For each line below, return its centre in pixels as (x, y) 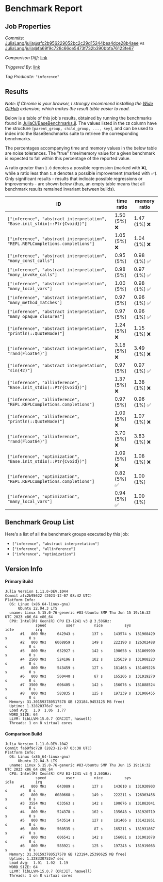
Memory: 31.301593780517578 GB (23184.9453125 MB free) (67, 702)
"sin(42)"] (20, 370)
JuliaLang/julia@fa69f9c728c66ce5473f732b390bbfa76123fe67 (70, 48)
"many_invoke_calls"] (32, 274)
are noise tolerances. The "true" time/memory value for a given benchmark (80, 153)
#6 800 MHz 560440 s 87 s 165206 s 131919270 (88, 677)
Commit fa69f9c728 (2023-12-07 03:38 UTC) (49, 748)
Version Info (24, 569)
